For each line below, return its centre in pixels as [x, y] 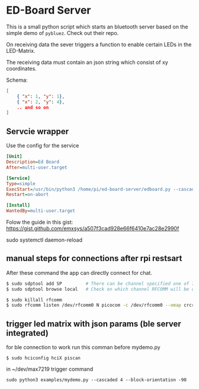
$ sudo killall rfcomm [34, 300]
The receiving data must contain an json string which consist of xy [87, 62]
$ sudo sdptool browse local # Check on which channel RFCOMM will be [98, 289]
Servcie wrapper [38, 131]
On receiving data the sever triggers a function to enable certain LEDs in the [99, 44]
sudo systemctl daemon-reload [44, 240]
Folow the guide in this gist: [40, 222]
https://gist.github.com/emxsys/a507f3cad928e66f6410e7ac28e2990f [93, 228]
